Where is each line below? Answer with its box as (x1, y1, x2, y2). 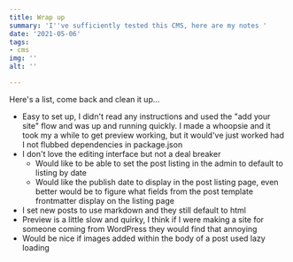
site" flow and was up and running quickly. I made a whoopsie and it (21, 120, 272, 131)
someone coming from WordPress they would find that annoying (21, 223, 258, 234)
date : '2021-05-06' (9, 29, 81, 38)
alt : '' (9, 63, 38, 71)
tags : (9, 37, 29, 47)
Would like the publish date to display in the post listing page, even (35, 176, 279, 187)
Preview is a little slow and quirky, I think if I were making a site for (21, 213, 264, 225)
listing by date (35, 167, 87, 177)
